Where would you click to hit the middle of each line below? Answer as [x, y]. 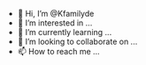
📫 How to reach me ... [58, 51]
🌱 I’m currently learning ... [65, 32]
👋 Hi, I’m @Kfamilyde [56, 14]
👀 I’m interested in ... [55, 23]
